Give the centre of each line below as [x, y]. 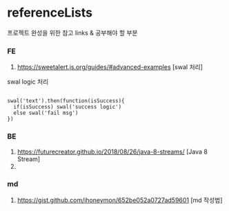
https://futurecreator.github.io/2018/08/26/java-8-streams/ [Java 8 [112, 152]
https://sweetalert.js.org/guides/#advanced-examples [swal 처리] [110, 67]
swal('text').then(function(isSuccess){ [66, 101]
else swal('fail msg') [46, 113]
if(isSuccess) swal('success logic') [68, 107]
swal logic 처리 [28, 82]
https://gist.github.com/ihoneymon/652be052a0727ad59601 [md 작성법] [120, 200]
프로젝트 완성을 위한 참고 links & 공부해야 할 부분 [72, 33]
